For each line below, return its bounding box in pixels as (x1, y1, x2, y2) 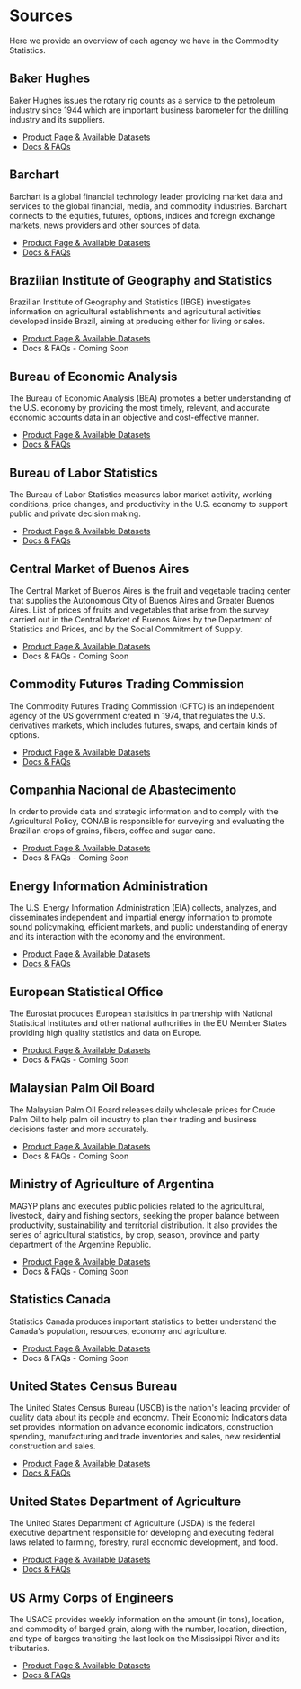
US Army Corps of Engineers (9, 1590, 173, 1605)
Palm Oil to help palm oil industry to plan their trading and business (9, 1113, 258, 1124)
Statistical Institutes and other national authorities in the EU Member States (9, 1018, 288, 1029)
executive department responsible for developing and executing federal (9, 1528, 274, 1539)
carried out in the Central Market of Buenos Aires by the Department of (9, 613, 272, 624)
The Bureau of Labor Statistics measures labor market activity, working (9, 489, 272, 500)
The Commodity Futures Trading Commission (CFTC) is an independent (9, 700, 275, 712)
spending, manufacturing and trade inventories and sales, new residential (9, 1431, 281, 1442)
